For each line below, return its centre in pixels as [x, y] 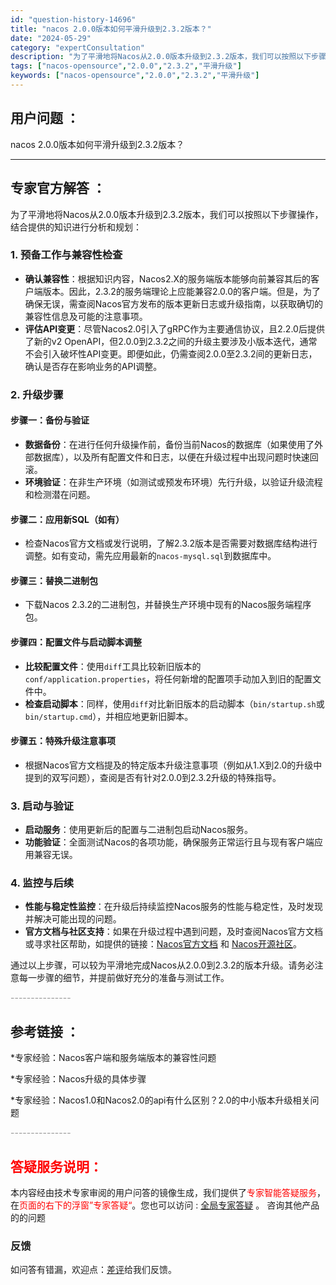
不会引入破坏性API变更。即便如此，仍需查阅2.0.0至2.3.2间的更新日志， [171, 353]
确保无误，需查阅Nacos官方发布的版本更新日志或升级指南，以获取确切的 [173, 303]
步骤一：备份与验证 [50, 420]
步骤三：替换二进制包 [54, 580]
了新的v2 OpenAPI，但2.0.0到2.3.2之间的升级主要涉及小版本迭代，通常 [171, 341]
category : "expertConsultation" [77, 47]
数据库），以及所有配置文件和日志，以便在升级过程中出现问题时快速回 [176, 457]
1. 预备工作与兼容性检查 [66, 255]
